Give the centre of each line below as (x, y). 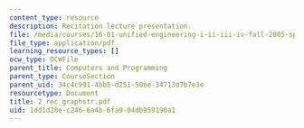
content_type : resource (54, 18)
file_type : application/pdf (62, 43)
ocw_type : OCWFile (44, 59)
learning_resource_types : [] (64, 51)
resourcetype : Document (54, 93)
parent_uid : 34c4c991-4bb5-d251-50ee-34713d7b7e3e (107, 85)
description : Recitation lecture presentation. (101, 26)
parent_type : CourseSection (62, 77)
